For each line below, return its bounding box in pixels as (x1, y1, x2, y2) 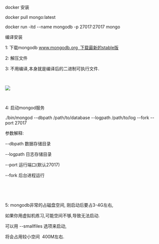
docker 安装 (5, 4, 30, 10)
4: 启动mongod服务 (5, 105, 45, 111)
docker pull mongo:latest (5, 14, 56, 20)
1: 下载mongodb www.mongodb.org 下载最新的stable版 (5, 45, 119, 51)
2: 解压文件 (5, 55, 28, 61)
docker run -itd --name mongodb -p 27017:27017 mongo (5, 24, 120, 30)
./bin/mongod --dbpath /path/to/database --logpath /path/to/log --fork (5, 115, 150, 121)
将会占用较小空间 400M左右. (5, 234, 65, 240)
